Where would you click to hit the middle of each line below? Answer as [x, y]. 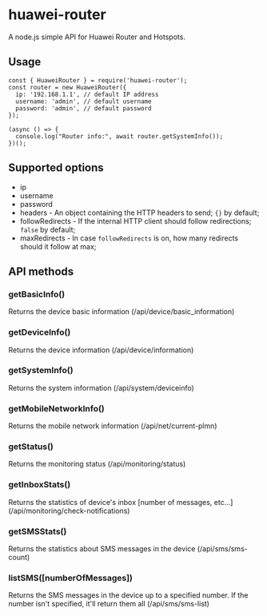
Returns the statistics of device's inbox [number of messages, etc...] [121, 502]
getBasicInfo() [37, 294]
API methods [41, 271]
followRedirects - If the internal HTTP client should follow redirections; [135, 221]
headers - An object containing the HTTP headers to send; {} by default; [139, 213]
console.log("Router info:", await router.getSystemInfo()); [120, 136]
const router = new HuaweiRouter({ [68, 87]
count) [19, 558]
